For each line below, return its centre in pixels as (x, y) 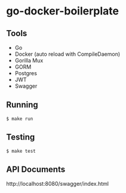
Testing (21, 137)
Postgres (26, 73)
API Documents (36, 170)
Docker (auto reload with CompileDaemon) (67, 54)
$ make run (20, 118)
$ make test (21, 151)
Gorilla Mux (29, 60)
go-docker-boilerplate (63, 11)
